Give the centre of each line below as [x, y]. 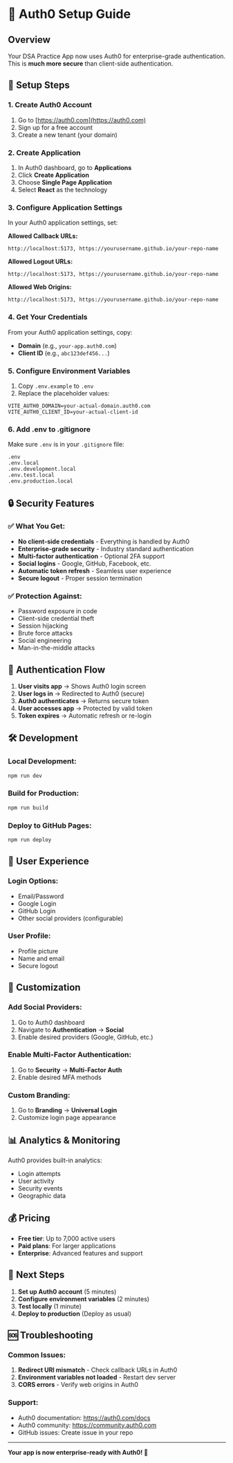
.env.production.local [40, 481]
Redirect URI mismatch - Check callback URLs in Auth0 [97, 1370]
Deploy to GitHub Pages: [50, 826]
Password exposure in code [57, 611]
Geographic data [42, 1195]
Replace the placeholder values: [64, 393]
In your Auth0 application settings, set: [63, 223]
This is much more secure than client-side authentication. [91, 64]
